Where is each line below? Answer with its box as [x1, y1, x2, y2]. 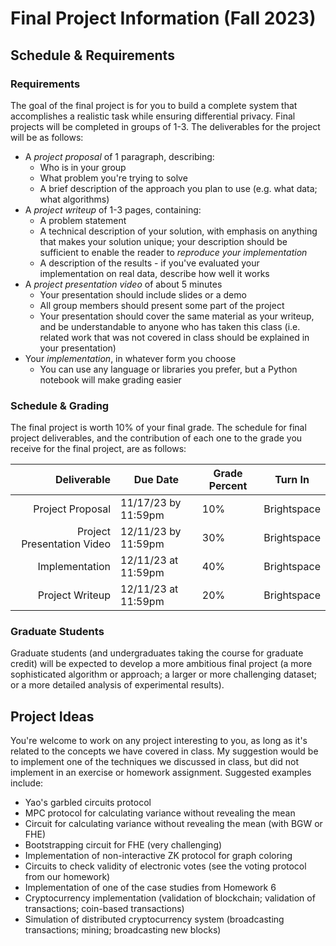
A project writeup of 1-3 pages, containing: [24, 203, 202, 216]
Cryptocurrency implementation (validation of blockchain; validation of [24, 892, 316, 904]
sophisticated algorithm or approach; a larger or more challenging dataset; [10, 668, 317, 681]
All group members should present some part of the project [39, 299, 285, 311]
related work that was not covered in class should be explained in [39, 331, 310, 343]
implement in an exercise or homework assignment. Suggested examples [10, 767, 312, 779]
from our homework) [24, 871, 111, 883]
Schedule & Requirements [10, 47, 175, 64]
